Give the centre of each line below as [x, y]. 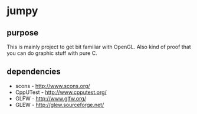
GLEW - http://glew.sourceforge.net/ [60, 105]
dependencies [34, 72]
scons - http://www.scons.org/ [52, 86]
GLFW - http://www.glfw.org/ [50, 98]
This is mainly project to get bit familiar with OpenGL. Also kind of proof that [99, 47]
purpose [23, 33]
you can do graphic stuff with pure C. [52, 53]
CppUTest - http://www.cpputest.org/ [61, 92]
